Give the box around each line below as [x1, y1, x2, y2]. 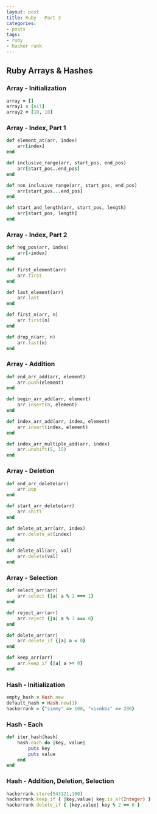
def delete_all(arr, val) [6, 548, 72, 554]
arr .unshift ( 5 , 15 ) [17, 447, 67, 453]
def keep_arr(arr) [6, 654, 53, 661]
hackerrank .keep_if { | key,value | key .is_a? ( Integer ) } [6, 796, 151, 802]
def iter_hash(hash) [6, 734, 59, 740]
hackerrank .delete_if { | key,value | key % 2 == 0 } [6, 802, 140, 809]
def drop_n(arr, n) [6, 334, 56, 340]
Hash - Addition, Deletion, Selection [6, 777, 114, 785]
